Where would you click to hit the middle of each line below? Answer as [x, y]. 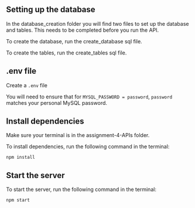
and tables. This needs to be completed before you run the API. [83, 30]
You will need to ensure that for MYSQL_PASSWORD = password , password [89, 97]
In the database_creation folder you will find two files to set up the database [97, 23]
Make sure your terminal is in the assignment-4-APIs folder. [78, 135]
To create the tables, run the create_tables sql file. [66, 53]
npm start [18, 200]
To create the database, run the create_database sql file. [74, 41]
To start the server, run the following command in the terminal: [81, 189]
